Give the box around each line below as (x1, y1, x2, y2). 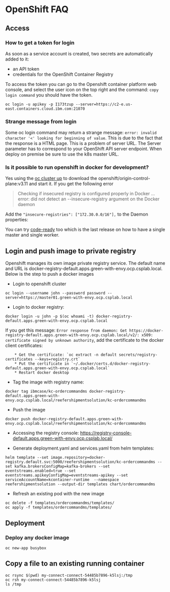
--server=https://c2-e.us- (75, 102, 133, 107)
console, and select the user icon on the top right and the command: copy (5, 86, 159, 93)
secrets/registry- (118, 352, 158, 358)
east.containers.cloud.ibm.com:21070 (5, 106, 85, 111)
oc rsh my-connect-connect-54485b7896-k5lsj (5, 577, 101, 582)
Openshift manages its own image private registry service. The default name (5, 260, 165, 267)
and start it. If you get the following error (28, 181, 114, 187)
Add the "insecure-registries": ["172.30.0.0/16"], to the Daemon (5, 211, 148, 217)
